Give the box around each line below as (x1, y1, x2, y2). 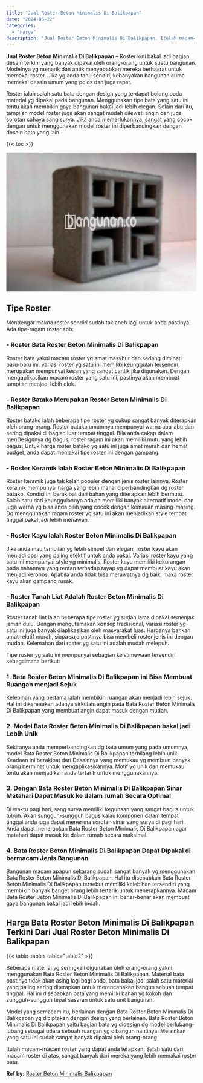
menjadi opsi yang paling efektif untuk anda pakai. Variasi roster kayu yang (6, 551, 193, 559)
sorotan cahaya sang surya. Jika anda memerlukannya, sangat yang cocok (6, 116, 193, 123)
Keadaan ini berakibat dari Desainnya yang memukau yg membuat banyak (6, 756, 191, 763)
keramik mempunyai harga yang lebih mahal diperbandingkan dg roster (6, 484, 184, 492)
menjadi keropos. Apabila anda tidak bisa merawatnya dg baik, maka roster (6, 571, 193, 578)
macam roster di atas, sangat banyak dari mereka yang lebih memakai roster (6, 1052, 197, 1059)
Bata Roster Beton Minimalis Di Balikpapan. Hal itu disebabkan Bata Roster (6, 874, 192, 881)
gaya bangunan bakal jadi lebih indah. (6, 900, 101, 907)
